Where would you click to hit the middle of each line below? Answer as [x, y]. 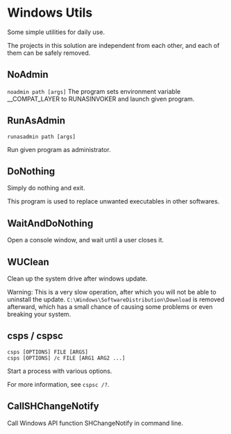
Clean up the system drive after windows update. [77, 278]
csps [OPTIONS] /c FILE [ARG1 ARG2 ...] [67, 358]
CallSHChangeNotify [53, 407]
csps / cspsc [35, 336]
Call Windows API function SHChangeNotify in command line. [95, 423]
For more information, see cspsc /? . [58, 384]
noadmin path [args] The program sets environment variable [94, 91]
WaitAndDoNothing [50, 223]
